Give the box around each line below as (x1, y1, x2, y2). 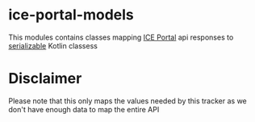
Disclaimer (8, 69, 82, 88)
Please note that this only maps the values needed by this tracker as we (8, 95, 248, 106)
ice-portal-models (8, 6, 135, 24)
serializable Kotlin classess (8, 40, 98, 50)
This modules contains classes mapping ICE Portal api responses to (8, 32, 234, 42)
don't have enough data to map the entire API (8, 104, 160, 114)
